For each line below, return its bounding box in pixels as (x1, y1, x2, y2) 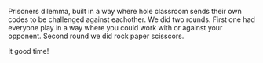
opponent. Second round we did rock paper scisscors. (8, 31, 184, 40)
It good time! (8, 47, 49, 55)
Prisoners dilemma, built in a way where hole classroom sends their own (8, 7, 242, 16)
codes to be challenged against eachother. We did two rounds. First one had (8, 15, 255, 24)
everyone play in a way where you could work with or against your (8, 23, 223, 32)
